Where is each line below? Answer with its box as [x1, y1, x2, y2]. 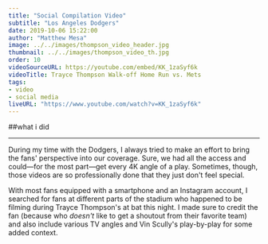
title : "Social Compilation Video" [8, 11, 127, 20]
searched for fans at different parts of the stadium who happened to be [8, 194, 242, 203]
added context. [8, 228, 58, 238]
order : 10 [8, 56, 41, 64]
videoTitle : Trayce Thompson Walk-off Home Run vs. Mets [8, 71, 202, 79]
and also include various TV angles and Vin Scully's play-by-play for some [8, 219, 253, 229]
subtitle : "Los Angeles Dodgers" [8, 19, 120, 27]
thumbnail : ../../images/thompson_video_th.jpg [8, 48, 170, 56]
